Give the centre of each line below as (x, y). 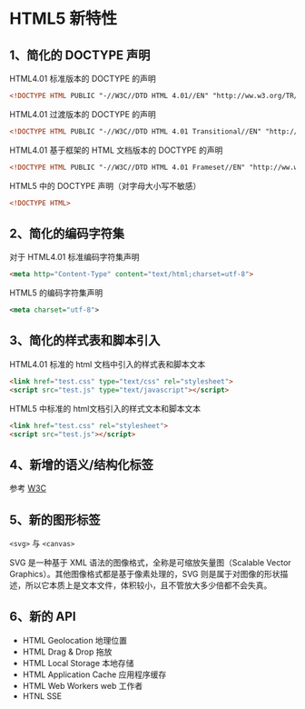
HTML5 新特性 (64, 19)
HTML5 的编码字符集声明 (56, 293)
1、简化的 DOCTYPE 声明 (80, 55)
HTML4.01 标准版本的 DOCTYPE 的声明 (83, 79)
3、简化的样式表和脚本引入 (85, 340)
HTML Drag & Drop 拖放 (67, 652)
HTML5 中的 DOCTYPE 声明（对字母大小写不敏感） (105, 185)
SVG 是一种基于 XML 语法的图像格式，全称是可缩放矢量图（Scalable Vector (151, 563)
